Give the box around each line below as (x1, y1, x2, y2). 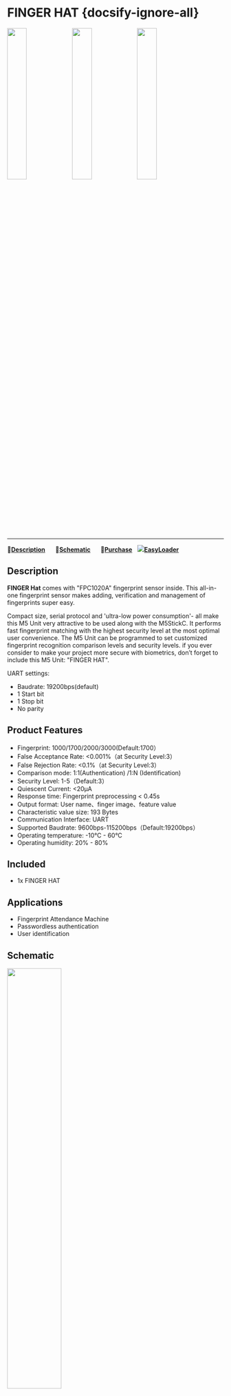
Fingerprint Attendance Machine (16, 915, 109, 924)
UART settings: (7, 669, 50, 677)
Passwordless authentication (16, 922, 99, 930)
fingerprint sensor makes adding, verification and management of (19, 591, 206, 599)
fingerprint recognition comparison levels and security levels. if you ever (7, 641, 212, 649)
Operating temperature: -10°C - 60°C (16, 831, 122, 839)
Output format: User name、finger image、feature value (16, 800, 177, 808)
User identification (16, 930, 70, 938)
